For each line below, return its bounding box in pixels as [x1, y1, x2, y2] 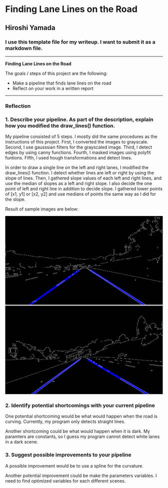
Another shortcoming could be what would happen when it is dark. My [5, 428, 150, 434]
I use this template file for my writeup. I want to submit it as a [5, 38, 156, 45]
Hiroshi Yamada [5, 23, 55, 32]
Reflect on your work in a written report [12, 85, 94, 91]
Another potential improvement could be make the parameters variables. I [5, 472, 157, 478]
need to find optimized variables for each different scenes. [5, 477, 126, 483]
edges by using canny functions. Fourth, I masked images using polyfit [5, 149, 151, 155]
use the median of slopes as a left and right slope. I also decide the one [5, 180, 152, 186]
